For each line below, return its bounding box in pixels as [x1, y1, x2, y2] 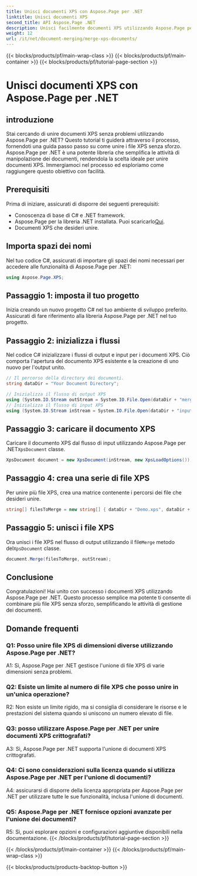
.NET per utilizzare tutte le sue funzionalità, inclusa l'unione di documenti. [6, 793, 184, 800]
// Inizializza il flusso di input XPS [6, 402, 104, 408]
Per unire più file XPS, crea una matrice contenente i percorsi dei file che [6, 489, 182, 496]
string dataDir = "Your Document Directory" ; [6, 381, 119, 387]
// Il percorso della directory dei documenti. [6, 375, 125, 381]
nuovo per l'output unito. [6, 364, 66, 371]
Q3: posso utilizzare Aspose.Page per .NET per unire [6, 724, 159, 733]
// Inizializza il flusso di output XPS [6, 391, 107, 397]
